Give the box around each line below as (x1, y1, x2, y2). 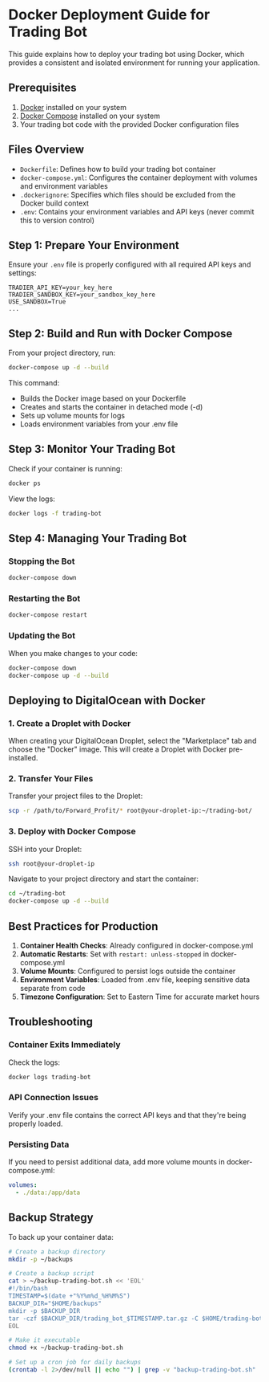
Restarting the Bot (8, 593, 81, 604)
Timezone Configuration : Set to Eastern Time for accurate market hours (19, 992, 260, 1001)
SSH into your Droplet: (8, 844, 82, 854)
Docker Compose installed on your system (19, 111, 160, 120)
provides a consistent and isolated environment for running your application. (8, 58, 260, 67)
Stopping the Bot (8, 556, 75, 567)
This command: (8, 378, 60, 388)
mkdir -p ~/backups (8, 1255, 74, 1263)
